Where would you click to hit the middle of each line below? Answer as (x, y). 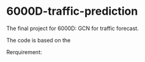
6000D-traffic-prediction (72, 11)
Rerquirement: (24, 52)
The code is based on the (39, 40)
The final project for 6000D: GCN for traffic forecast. (72, 28)
